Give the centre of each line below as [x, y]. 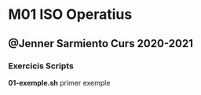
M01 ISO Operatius [70, 15]
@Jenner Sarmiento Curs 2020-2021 [101, 44]
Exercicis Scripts [41, 66]
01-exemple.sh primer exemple [59, 82]
